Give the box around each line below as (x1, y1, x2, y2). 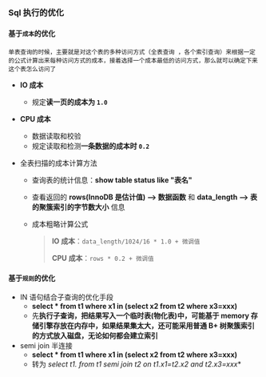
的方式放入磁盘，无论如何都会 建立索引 (31, 331, 158, 341)
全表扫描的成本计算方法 (19, 158, 97, 168)
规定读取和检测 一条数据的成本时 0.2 (31, 142, 150, 151)
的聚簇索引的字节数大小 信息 (31, 203, 125, 212)
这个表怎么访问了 (8, 66, 57, 74)
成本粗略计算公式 (31, 219, 89, 229)
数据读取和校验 (31, 131, 81, 141)
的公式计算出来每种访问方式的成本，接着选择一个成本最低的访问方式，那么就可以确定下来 (8, 57, 258, 65)
